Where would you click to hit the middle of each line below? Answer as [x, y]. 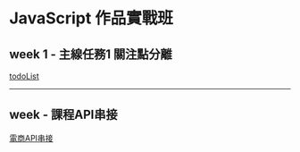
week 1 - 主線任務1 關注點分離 [91, 54]
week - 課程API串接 [63, 115]
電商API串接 [31, 138]
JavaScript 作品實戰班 [92, 18]
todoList [25, 76]
